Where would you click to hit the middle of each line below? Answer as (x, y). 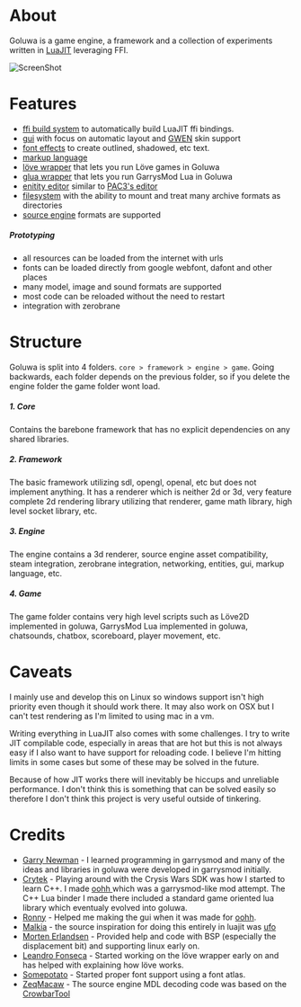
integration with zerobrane (71, 306)
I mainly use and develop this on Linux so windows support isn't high (137, 697)
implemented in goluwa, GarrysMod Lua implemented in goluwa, (129, 626)
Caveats (41, 672)
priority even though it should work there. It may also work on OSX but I (142, 706)
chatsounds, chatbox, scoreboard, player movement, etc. (115, 636)
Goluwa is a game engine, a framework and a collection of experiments (141, 40)
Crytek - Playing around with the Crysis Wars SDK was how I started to (154, 878)
